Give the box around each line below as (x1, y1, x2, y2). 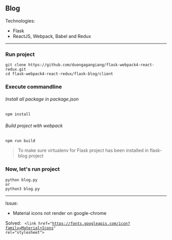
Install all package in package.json (5, 96, 79, 102)
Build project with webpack (5, 123, 63, 129)
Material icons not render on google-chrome (12, 210, 106, 216)
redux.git (5, 67, 27, 72)
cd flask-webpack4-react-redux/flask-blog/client (5, 71, 114, 76)
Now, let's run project (5, 166, 60, 173)
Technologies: (5, 17, 35, 24)
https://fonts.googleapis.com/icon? (52, 221, 131, 226)
